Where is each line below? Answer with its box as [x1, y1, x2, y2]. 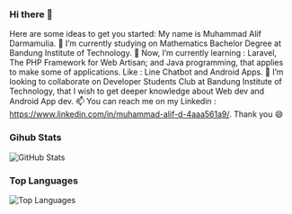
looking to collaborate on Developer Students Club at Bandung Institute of [9, 76, 283, 87]
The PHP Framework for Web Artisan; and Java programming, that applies [9, 58, 284, 68]
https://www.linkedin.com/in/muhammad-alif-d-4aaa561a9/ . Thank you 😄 [9, 109, 284, 120]
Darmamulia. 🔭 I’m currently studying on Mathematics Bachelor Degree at [9, 38, 281, 49]
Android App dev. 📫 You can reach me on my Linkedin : [9, 96, 217, 107]
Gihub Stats [9, 131, 62, 144]
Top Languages [9, 174, 79, 187]
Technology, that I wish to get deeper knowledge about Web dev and [9, 85, 265, 97]
